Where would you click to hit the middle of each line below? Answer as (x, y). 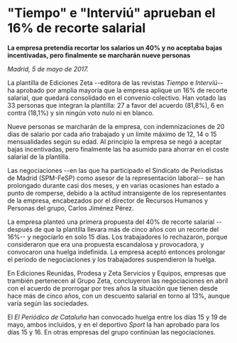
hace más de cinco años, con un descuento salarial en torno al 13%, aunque (119, 296)
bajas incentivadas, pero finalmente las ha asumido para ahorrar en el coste (118, 149)
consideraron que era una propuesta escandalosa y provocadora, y (106, 244)
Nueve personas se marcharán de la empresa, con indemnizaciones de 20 (116, 126)
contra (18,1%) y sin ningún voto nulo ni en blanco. (81, 113)
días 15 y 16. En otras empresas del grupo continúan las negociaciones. (111, 332)
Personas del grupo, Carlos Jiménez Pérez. (71, 208)
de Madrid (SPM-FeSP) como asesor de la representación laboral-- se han (116, 178)
